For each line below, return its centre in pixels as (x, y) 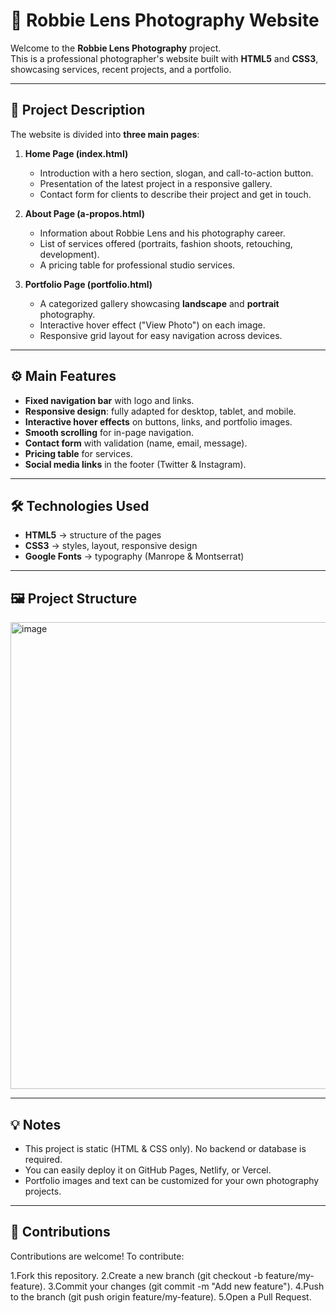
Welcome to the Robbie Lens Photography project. (116, 48)
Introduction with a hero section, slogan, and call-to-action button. (176, 173)
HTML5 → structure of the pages (93, 535)
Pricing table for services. (78, 453)
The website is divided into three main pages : (105, 134)
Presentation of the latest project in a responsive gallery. (156, 183)
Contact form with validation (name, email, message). (136, 443)
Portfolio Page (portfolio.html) (88, 284)
